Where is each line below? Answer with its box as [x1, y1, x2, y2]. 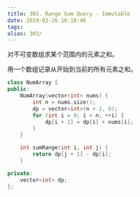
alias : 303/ [7, 30, 42, 37]
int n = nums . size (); [32, 99, 96, 106]
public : [7, 86, 30, 93]
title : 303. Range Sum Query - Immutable [7, 10, 131, 18]
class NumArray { [7, 79, 58, 87]
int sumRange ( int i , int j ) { [20, 144, 109, 151]
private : [7, 170, 33, 177]
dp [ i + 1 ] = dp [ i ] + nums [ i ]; [44, 118, 134, 125]
